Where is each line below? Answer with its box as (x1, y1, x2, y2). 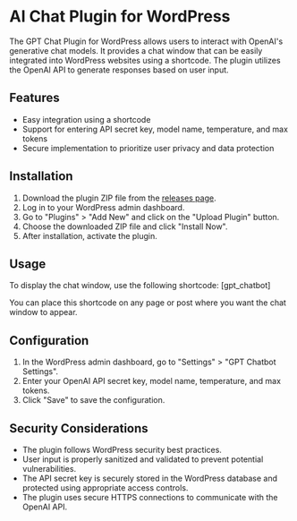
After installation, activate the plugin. (21, 230, 158, 241)
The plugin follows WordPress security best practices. (21, 445, 222, 455)
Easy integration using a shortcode (21, 114, 151, 124)
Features (9, 90, 60, 106)
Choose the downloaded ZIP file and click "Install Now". (21, 221, 228, 232)
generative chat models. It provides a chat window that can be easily (9, 45, 263, 56)
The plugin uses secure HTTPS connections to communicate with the (21, 492, 278, 502)
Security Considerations (9, 421, 149, 436)
